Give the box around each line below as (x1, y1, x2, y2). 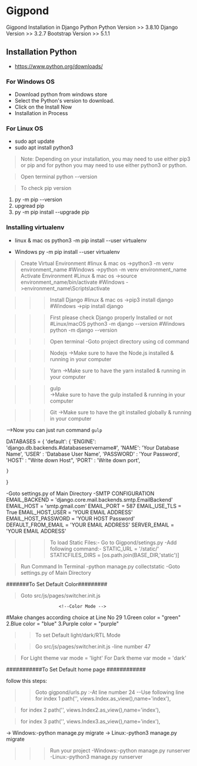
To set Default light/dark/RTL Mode (35, 631, 121, 639)
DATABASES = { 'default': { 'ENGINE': (6, 438, 96, 445)
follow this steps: (6, 677, 48, 684)
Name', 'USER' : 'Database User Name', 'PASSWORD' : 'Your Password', (6, 450, 181, 457)
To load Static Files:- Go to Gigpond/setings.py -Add (49, 539, 177, 546)
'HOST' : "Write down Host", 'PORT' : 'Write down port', (6, 456, 141, 464)
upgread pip (14, 202, 45, 209)
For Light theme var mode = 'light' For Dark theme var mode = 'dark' (20, 654, 187, 662)
